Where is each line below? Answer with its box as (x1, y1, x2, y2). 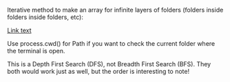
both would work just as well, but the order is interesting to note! (7, 68, 190, 75)
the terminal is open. (7, 47, 65, 55)
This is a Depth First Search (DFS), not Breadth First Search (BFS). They (7, 60, 211, 68)
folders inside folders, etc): (7, 13, 84, 21)
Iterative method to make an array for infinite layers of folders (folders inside (7, 6, 224, 14)
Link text (7, 27, 32, 34)
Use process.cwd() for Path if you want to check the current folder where (7, 40, 216, 47)
